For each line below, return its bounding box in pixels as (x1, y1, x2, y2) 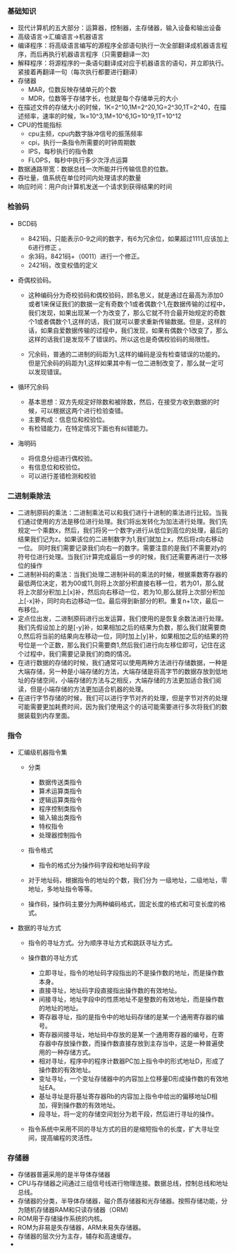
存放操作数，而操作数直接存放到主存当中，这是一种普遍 (57, 1039, 218, 1048)
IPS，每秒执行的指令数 (27, 147, 94, 156)
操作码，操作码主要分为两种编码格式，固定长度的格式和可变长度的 (27, 900, 220, 909)
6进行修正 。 (27, 243, 66, 251)
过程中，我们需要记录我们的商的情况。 (23, 649, 135, 658)
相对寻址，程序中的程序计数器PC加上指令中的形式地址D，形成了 (38, 1057, 225, 1065)
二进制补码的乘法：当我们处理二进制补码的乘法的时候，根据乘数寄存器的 (17, 570, 228, 578)
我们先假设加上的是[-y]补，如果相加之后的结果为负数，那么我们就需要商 (17, 623, 227, 631)
